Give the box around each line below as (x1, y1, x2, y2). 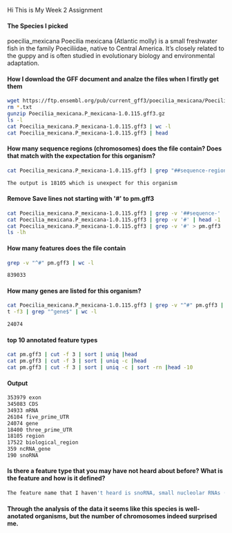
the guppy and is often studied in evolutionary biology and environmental (7, 52, 215, 60)
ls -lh (7, 229, 26, 236)
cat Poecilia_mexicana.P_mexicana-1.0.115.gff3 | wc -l (7, 123, 171, 130)
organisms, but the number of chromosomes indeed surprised (35, 512, 217, 520)
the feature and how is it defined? (7, 474, 106, 483)
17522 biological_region (7, 439, 79, 446)
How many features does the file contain (7, 244, 126, 252)
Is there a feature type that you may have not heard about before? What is (7, 467, 223, 475)
